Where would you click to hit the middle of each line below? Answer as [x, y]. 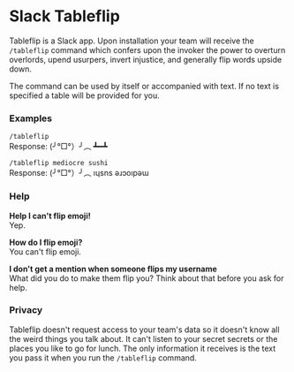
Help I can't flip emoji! [50, 216]
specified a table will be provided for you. [85, 95]
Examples [31, 118]
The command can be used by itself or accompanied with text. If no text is [144, 86]
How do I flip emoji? [46, 242]
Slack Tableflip [65, 16]
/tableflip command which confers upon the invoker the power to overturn [147, 49]
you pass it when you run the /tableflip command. [103, 357]
